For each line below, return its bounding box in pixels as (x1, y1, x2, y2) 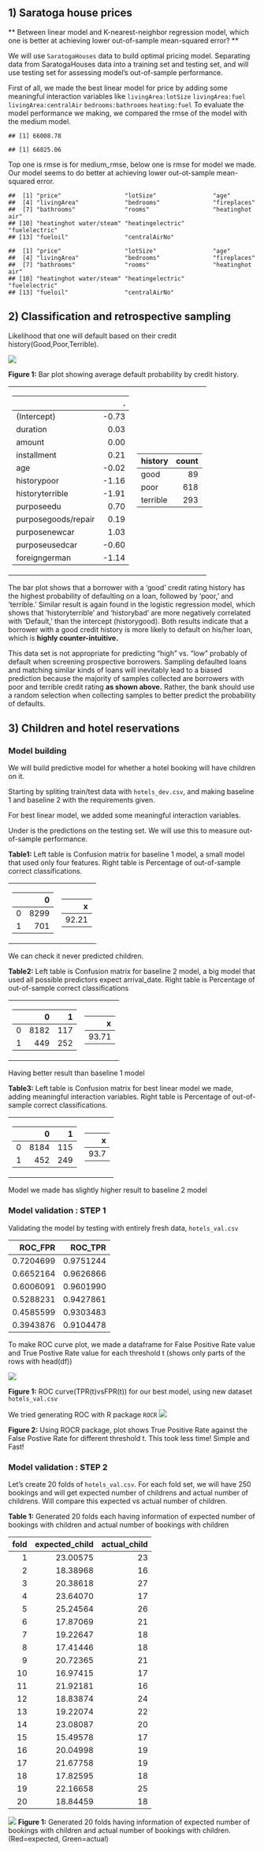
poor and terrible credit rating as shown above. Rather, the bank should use (8, 682, 255, 691)
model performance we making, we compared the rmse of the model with (8, 108, 247, 118)
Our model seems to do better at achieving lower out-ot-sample (8, 167, 215, 177)
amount (16, 436, 45, 447)
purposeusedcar (16, 539, 78, 550)
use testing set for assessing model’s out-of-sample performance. (8, 67, 223, 77)
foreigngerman (16, 552, 72, 563)
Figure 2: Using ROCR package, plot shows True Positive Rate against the (8, 1425, 248, 1435)
